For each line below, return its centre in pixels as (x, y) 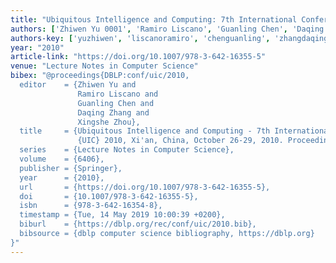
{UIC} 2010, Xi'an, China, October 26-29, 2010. (180, 141)
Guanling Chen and (116, 103)
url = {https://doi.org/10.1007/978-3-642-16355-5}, (145, 187)
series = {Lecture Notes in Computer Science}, (127, 150)
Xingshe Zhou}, (109, 122)
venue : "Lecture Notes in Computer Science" (104, 66)
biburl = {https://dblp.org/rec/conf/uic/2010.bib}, (138, 224)
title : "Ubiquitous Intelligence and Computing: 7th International (154, 19)
